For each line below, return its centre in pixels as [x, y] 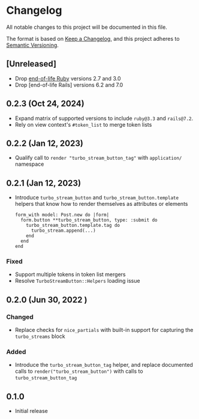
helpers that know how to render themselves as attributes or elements [101, 204]
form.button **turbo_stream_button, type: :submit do [89, 220]
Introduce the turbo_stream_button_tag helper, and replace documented [104, 365]
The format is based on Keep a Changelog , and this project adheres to [93, 38]
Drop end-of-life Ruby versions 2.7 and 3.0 [68, 78]
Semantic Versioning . [32, 45]
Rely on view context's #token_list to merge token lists [83, 124]
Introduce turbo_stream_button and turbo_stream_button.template [97, 197]
